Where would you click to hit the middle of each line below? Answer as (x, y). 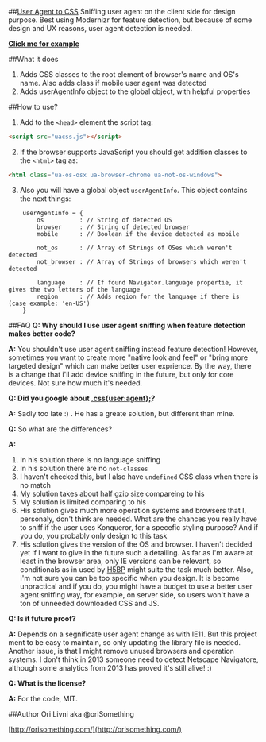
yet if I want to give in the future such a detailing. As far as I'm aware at (136, 552)
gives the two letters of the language (74, 289)
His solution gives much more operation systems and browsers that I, (133, 510)
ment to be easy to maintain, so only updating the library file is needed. (124, 642)
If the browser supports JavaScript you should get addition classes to (133, 152)
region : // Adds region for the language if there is (138, 296)
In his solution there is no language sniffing (90, 459)
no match (35, 485)
